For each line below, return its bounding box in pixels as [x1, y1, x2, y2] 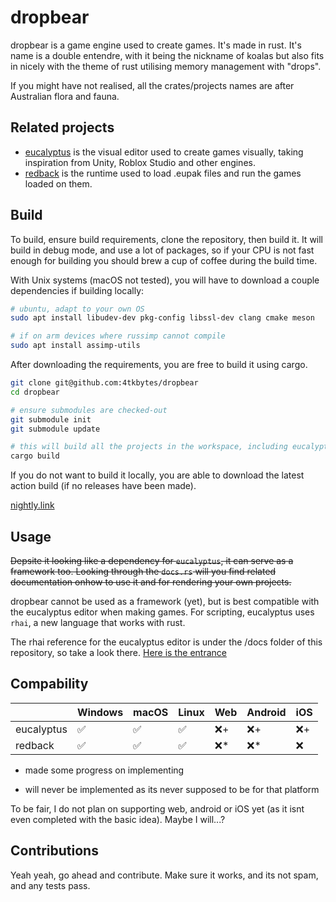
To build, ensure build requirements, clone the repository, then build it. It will [10, 233, 324, 245]
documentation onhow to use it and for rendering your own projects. [10, 576, 292, 588]
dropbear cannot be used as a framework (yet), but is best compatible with [10, 596, 320, 607]
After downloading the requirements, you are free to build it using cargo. [10, 359, 308, 371]
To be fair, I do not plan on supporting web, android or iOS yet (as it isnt [10, 802, 305, 815]
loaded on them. [24, 177, 93, 190]
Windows [76, 705, 124, 719]
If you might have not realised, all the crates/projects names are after [10, 79, 295, 91]
